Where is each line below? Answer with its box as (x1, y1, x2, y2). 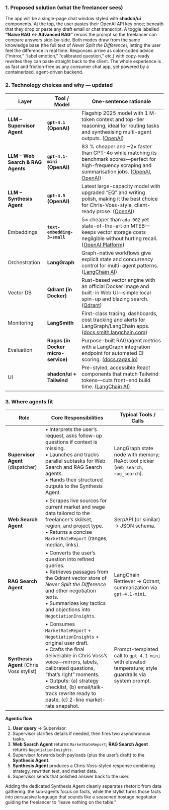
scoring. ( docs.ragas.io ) (81, 356, 138, 363)
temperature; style (114, 664, 157, 671)
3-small (47, 234, 65, 240)
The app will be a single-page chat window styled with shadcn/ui (5, 16, 141, 22)
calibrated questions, (45, 664, 95, 671)
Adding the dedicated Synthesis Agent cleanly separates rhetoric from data (5, 783, 162, 789)
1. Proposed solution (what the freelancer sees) (5, 4, 123, 11)
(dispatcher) (8, 463, 37, 470)
